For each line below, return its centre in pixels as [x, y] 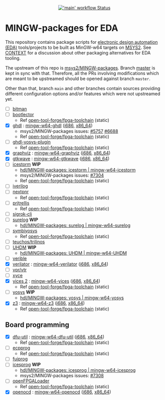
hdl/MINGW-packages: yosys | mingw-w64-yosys [72, 298]
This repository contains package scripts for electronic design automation [81, 42]
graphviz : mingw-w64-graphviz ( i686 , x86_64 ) [61, 153]
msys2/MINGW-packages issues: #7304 [62, 175]
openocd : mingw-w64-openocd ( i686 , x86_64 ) [62, 392]
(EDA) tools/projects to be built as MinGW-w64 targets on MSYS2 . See [78, 47]
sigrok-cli [22, 214]
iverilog [20, 186]
